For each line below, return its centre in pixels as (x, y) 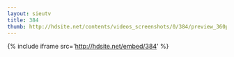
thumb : (17, 26)
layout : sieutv (29, 14)
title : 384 (23, 20)
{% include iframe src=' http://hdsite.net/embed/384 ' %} (88, 47)
